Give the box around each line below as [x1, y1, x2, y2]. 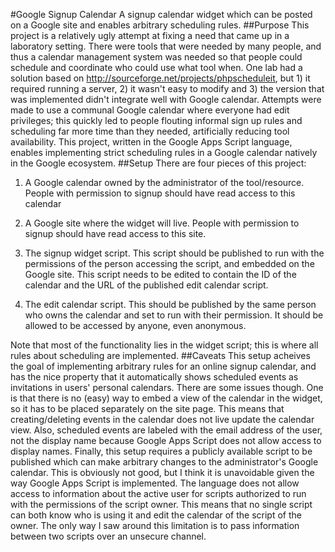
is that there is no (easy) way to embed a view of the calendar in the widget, [10, 392, 323, 404]
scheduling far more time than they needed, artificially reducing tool [10, 125, 290, 137]
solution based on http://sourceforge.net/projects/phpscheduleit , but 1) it [10, 72, 311, 84]
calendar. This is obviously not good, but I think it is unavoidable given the [10, 467, 315, 478]
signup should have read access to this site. [24, 228, 207, 239]
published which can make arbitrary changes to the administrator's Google [10, 456, 319, 468]
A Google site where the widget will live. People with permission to [24, 217, 300, 229]
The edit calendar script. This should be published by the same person [24, 299, 317, 310]
